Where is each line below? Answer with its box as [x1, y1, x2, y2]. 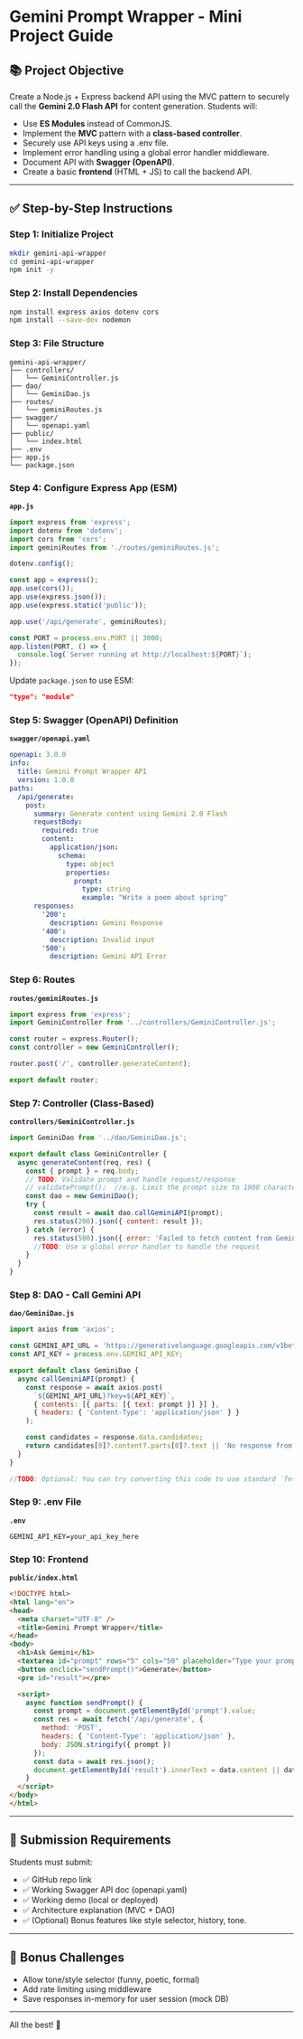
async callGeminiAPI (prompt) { [17, 1374, 135, 1383]
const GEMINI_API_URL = [9, 1341, 99, 1351]
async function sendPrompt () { [25, 1698, 143, 1707]
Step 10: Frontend [9, 1553, 88, 1565]
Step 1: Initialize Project [9, 228, 115, 241]
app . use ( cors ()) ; [9, 584, 75, 593]
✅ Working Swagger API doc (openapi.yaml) [22, 1883, 188, 1895]
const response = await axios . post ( [25, 1383, 164, 1392]
